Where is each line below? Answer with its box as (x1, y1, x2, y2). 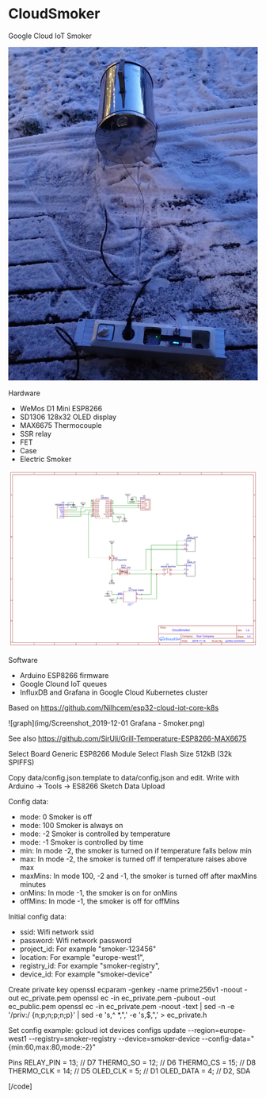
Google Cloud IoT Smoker (8, 31, 93, 40)
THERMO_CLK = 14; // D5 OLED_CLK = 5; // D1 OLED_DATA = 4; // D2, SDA (8, 1065, 251, 1076)
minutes (19, 879, 46, 889)
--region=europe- (187, 1025, 246, 1034)
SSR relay (19, 429, 51, 438)
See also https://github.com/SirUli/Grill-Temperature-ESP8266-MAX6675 (8, 734, 247, 743)
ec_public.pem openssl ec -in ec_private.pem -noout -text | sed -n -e (8, 1001, 235, 1011)
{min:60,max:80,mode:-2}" (8, 1042, 97, 1052)
